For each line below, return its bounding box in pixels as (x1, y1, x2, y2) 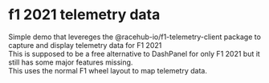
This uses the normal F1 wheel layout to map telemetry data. (8, 65, 207, 75)
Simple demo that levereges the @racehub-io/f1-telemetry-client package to (8, 32, 261, 41)
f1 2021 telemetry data (8, 6, 161, 24)
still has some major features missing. (8, 57, 133, 67)
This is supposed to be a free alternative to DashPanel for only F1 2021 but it (8, 49, 261, 58)
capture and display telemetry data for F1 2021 (8, 40, 162, 49)
